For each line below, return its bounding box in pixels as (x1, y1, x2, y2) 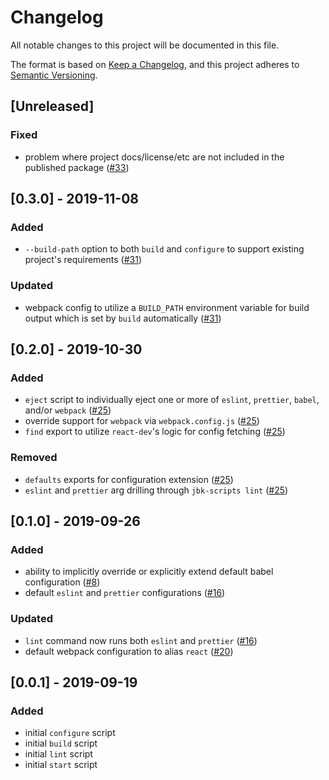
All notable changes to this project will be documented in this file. (10, 39, 280, 51)
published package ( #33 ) (24, 161, 130, 173)
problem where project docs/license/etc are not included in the (24, 151, 285, 163)
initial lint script (24, 748, 93, 760)
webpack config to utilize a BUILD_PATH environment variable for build (24, 301, 310, 313)
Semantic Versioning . (10, 69, 98, 81)
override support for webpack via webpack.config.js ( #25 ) (24, 415, 260, 427)
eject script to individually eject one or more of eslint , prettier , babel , (24, 394, 320, 406)
